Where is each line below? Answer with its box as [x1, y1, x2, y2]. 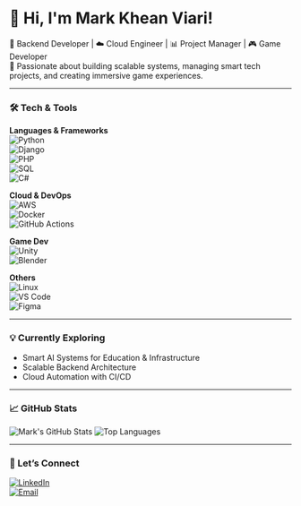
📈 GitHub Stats [9, 402, 78, 415]
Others [9, 272, 36, 283]
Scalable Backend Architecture [21, 362, 137, 373]
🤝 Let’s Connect [9, 457, 80, 469]
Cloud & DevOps [9, 190, 72, 201]
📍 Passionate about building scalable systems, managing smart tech [9, 60, 262, 71]
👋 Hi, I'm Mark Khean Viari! [9, 8, 213, 29]
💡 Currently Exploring [9, 331, 106, 344]
